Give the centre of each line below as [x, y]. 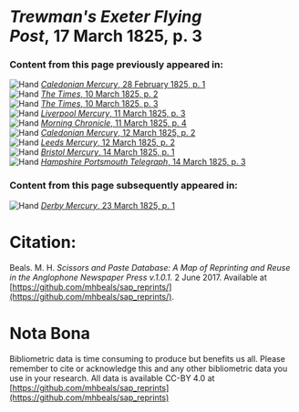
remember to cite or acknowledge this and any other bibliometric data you [149, 368]
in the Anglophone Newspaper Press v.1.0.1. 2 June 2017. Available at [138, 277]
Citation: [43, 242]
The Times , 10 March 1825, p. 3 [99, 104]
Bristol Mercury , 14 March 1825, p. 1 [108, 152]
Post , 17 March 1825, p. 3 [106, 36]
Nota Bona [50, 333]
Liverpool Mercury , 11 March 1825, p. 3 [113, 113]
